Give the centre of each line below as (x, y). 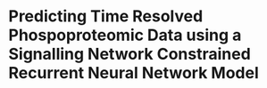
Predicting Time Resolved (106, 16)
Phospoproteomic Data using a (125, 35)
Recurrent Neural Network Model (134, 73)
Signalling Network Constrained (129, 54)
